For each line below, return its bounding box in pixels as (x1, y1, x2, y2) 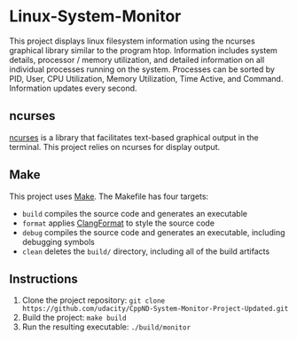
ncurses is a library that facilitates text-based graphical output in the (9, 131, 259, 143)
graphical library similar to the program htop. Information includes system (9, 44, 277, 55)
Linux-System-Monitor (9, 6, 182, 27)
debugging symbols (21, 236, 96, 247)
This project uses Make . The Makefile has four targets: (9, 191, 209, 202)
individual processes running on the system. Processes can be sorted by (9, 64, 275, 75)
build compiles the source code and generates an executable (21, 208, 248, 218)
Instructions (9, 271, 78, 286)
